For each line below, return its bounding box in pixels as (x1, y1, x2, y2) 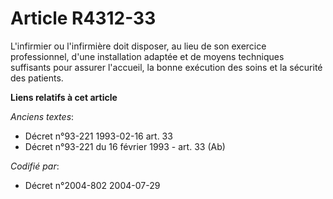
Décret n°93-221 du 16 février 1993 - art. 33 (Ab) (24, 140, 226, 152)
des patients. (10, 72, 64, 84)
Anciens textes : (10, 110, 75, 122)
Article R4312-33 (10, 7, 157, 30)
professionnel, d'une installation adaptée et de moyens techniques (10, 50, 285, 62)
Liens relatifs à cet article (10, 91, 118, 103)
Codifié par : (10, 160, 60, 172)
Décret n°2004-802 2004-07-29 (24, 179, 161, 191)
